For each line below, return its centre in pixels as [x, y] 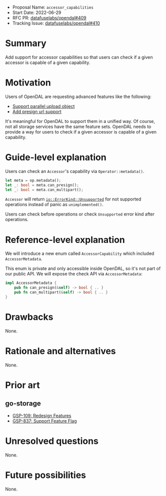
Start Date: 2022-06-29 [37, 12]
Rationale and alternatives [61, 351]
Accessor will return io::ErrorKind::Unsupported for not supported [73, 199]
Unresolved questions [52, 441]
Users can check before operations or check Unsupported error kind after [80, 214]
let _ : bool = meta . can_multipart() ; [44, 189]
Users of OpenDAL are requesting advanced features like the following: [78, 96]
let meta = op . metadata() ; [33, 180]
